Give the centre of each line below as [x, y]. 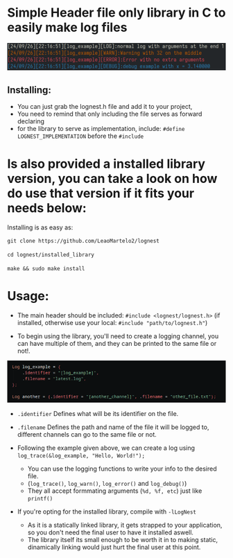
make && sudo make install [46, 269]
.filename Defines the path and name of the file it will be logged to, [113, 427]
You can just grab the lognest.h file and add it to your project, [105, 107]
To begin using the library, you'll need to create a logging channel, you [118, 336]
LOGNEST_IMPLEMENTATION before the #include [80, 136]
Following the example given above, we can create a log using [106, 448]
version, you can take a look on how [112, 179]
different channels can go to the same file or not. [87, 434]
